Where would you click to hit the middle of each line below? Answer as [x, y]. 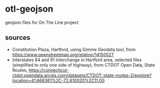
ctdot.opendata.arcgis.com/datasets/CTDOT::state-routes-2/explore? [82, 75]
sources [18, 38]
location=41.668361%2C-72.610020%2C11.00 [58, 80]
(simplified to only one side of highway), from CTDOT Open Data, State [83, 65]
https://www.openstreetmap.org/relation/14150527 [63, 54]
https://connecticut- [49, 70]
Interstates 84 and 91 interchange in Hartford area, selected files [77, 60]
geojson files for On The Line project [42, 22]
